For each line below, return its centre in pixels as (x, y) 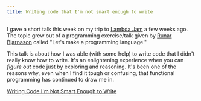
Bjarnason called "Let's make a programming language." (77, 42)
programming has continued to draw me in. (60, 79)
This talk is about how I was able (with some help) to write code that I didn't (101, 54)
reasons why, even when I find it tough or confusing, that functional (91, 73)
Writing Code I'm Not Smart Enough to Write (62, 91)
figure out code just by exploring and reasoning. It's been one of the (92, 67)
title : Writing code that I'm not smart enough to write (80, 12)
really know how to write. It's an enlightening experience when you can (95, 60)
